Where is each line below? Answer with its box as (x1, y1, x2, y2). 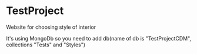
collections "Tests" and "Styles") (6, 41, 86, 48)
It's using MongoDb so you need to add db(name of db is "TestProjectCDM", (6, 35, 192, 42)
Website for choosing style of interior (6, 23, 96, 31)
